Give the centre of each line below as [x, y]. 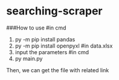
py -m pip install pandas [45, 39]
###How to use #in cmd [36, 28]
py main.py [29, 58]
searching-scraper [54, 11]
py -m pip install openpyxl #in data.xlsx [64, 46]
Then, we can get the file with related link [58, 70]
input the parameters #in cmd [52, 52]
